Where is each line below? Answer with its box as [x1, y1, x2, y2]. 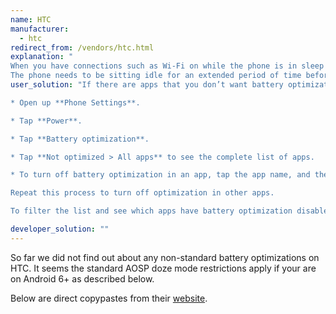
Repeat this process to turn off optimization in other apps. [10, 188, 275, 198]
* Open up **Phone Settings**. [10, 97, 141, 108]
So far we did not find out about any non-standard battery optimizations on [10, 251, 320, 263]
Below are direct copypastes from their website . [10, 292, 208, 304]
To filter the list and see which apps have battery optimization [10, 206, 293, 216]
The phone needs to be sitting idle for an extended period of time [10, 71, 302, 81]
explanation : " [10, 52, 74, 62]
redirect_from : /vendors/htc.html [10, 42, 155, 53]
